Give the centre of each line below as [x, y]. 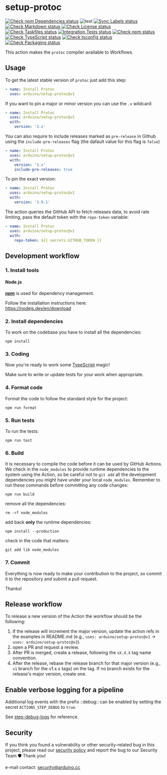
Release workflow [34, 604]
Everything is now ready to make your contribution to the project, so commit [83, 573]
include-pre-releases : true [43, 170]
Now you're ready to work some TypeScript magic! [57, 365]
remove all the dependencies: [36, 504]
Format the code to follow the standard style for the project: [67, 398]
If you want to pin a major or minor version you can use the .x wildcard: [79, 103]
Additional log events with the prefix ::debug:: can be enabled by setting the [83, 702]
